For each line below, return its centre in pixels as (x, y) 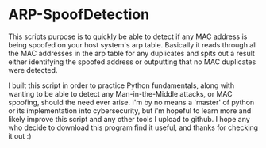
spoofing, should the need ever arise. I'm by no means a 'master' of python (131, 102)
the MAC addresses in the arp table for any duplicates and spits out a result (132, 53)
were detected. (33, 70)
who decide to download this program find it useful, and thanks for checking (133, 127)
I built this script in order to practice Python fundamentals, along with (121, 85)
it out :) (20, 135)
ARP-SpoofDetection (79, 15)
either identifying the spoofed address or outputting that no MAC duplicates (132, 62)
